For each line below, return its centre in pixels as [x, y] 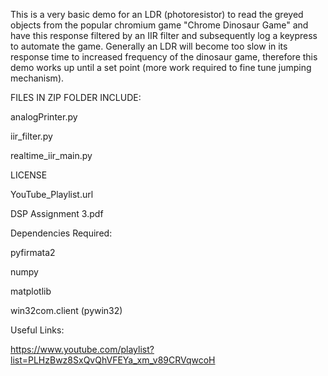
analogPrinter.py [44, 117]
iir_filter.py [31, 136]
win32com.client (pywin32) [66, 310]
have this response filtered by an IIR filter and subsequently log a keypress [164, 35]
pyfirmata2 [33, 252]
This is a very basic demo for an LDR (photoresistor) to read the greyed [157, 14]
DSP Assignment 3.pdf [57, 213]
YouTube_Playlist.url [52, 194]
